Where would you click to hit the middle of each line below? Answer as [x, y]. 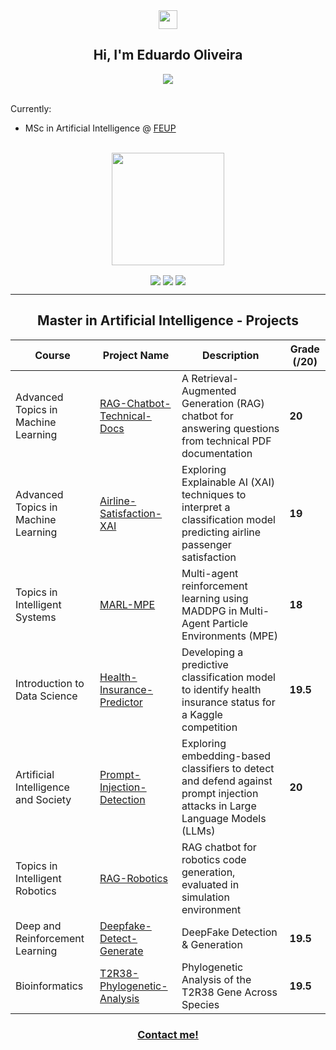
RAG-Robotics [133, 878]
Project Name [136, 355]
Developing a [212, 652]
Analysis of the [216, 979]
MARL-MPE [127, 604]
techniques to [214, 494]
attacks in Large [219, 806]
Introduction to [50, 683]
